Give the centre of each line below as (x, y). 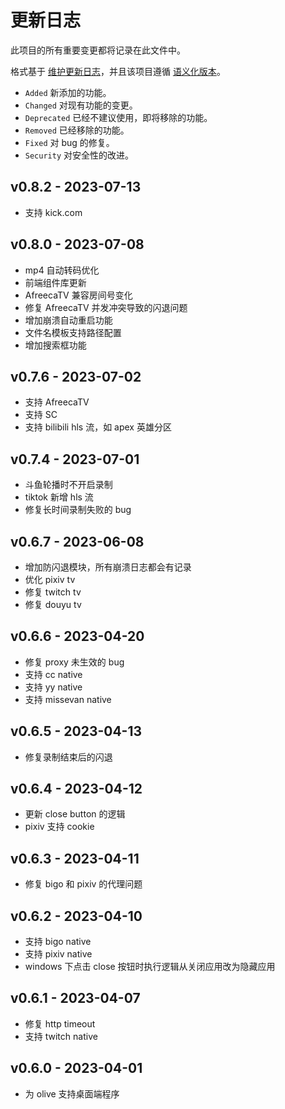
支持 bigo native (58, 942)
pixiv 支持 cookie (59, 827)
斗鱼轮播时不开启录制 (68, 485)
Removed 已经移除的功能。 (77, 130)
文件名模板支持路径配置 (73, 332)
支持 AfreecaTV (57, 402)
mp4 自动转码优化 (62, 270)
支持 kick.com (53, 212)
